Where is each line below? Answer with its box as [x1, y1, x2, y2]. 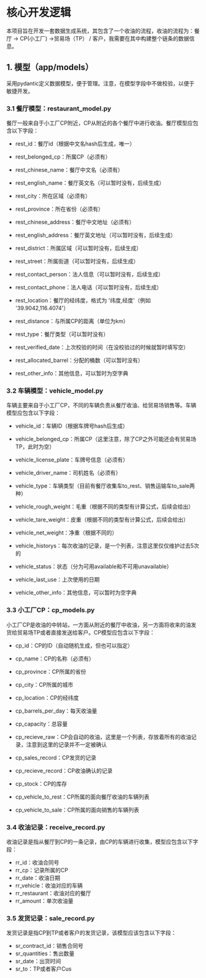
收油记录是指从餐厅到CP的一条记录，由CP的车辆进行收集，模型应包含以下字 [6, 838, 199, 845]
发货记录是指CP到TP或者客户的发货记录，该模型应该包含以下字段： [6, 929, 177, 937]
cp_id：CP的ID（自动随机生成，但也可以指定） [15, 641, 134, 649]
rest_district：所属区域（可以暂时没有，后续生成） [15, 244, 142, 252]
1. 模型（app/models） [6, 62, 94, 72]
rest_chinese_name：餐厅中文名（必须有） [15, 166, 124, 174]
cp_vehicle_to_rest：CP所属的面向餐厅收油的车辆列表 [15, 793, 150, 800]
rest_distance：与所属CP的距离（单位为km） [15, 318, 129, 325]
